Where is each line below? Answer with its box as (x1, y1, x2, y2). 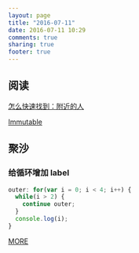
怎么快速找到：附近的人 (8, 101, 84, 111)
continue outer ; (22, 200, 76, 208)
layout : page (8, 11, 51, 20)
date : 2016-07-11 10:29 (8, 26, 86, 34)
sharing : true (8, 41, 55, 49)
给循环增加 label (8, 167, 70, 178)
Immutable (8, 117, 43, 126)
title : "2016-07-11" (8, 19, 76, 27)
